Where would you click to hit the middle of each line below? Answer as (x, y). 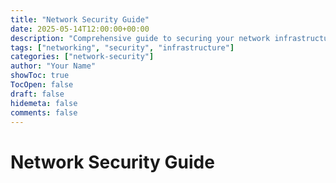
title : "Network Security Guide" (80, 19)
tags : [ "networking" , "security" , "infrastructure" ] (122, 47)
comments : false (44, 112)
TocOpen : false (42, 85)
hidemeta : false (44, 103)
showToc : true (40, 76)
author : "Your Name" (53, 66)
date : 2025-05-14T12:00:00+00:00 (80, 29)
